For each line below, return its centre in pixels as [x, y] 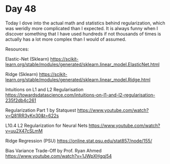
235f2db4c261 [21, 100]
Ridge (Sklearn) [22, 74]
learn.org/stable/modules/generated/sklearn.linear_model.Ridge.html [78, 79]
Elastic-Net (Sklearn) [27, 59]
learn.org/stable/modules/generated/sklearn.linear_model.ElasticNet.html [82, 64]
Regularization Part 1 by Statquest [41, 110]
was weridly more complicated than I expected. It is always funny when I [82, 28]
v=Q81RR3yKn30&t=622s [32, 116]
